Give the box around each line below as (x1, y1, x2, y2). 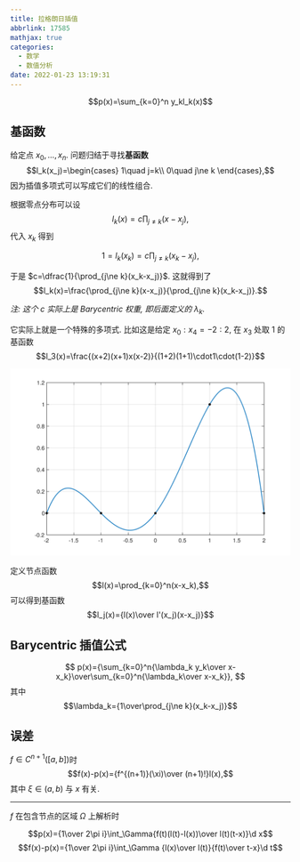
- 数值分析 (18, 61, 53, 70)
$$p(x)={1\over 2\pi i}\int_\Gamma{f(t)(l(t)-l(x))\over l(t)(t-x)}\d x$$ (28, 828, 273, 840)
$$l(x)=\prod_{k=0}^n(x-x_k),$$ (92, 580, 209, 591)
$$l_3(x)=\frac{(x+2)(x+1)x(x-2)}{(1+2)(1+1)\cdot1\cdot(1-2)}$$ (36, 351, 265, 362)
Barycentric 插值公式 (10, 637, 127, 653)
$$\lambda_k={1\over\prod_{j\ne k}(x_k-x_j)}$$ (62, 700, 239, 711)
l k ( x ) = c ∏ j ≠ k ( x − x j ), (111, 213, 190, 227)
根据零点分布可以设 (10, 199, 81, 210)
